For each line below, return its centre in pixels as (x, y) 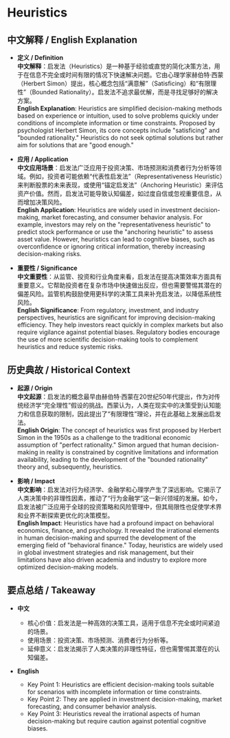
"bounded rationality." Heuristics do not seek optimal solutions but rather (120, 138)
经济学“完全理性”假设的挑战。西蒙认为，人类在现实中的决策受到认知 (119, 405)
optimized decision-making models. (68, 567)
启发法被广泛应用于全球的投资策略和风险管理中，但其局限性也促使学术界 (119, 507)
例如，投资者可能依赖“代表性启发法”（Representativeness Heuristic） (126, 176)
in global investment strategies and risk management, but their (105, 552)
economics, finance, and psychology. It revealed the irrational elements (118, 530)
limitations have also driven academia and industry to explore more (112, 560)
